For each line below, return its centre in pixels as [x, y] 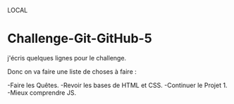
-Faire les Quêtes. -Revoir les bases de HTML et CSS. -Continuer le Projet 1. [117, 85]
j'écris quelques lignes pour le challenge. [67, 58]
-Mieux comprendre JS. [42, 92]
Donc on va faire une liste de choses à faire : [72, 71]
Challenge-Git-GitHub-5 [80, 39]
